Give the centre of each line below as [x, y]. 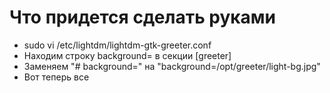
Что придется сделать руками [143, 17]
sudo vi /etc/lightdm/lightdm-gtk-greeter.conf [117, 45]
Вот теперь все [56, 77]
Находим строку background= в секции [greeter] [127, 55]
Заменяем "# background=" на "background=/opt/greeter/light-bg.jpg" [172, 66]
